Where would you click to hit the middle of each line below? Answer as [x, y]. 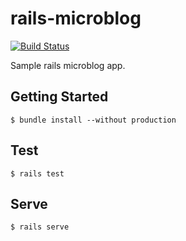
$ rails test [37, 173]
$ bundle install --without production [93, 120]
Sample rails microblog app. [68, 65]
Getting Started [59, 97]
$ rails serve [40, 227]
